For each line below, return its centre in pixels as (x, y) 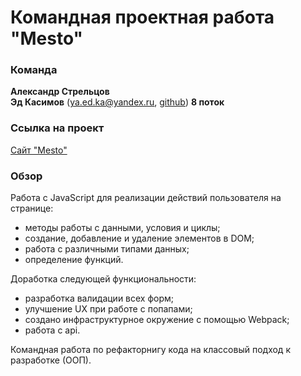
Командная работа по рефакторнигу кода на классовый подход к (150, 350)
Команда (34, 70)
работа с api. (52, 330)
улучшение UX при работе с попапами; (108, 309)
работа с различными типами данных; (107, 249)
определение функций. (74, 260)
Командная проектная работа (142, 17)
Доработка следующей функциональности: (103, 279)
